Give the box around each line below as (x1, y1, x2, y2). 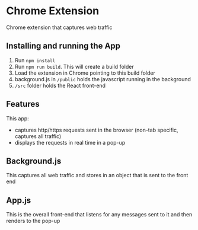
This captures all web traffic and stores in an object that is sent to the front (6, 172, 189, 179)
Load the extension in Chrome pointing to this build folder (14, 69, 155, 76)
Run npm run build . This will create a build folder (14, 63, 135, 70)
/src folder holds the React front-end (14, 82, 106, 89)
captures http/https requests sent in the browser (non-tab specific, (14, 126, 179, 133)
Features (6, 99, 40, 109)
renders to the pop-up (6, 218, 60, 225)
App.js (6, 195, 31, 205)
